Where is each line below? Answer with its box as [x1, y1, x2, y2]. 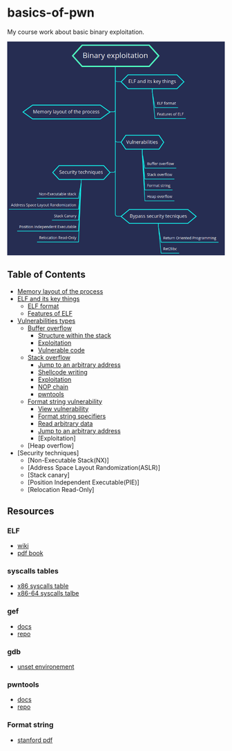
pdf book [17, 549, 43, 558]
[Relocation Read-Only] [27, 485, 95, 493]
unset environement [17, 663, 75, 671]
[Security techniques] [17, 448, 79, 457]
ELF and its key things [17, 294, 80, 303]
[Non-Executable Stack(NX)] [27, 456, 109, 464]
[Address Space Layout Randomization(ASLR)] [27, 463, 161, 471]
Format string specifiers [37, 412, 106, 420]
